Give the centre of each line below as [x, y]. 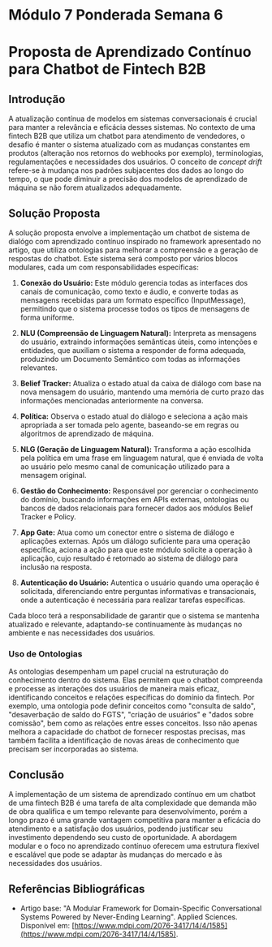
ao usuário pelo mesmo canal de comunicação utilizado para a [125, 467]
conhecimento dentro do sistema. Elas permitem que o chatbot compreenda [136, 680]
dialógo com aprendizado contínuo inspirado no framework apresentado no [135, 241]
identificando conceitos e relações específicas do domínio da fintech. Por [132, 697]
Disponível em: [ [47, 925]
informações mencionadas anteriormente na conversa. [112, 400]
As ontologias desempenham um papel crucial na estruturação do [119, 672]
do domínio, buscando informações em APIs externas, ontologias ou [134, 499]
